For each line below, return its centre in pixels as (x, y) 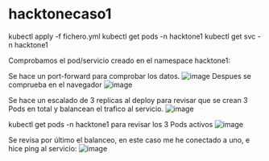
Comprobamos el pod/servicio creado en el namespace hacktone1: (120, 60)
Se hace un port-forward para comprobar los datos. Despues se (130, 76)
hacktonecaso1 (60, 14)
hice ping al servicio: (43, 148)
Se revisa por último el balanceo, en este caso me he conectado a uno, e (129, 140)
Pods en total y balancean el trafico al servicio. (86, 109)
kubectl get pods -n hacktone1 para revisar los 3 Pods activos (111, 124)
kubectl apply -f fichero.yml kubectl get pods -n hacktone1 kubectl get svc (132, 36)
